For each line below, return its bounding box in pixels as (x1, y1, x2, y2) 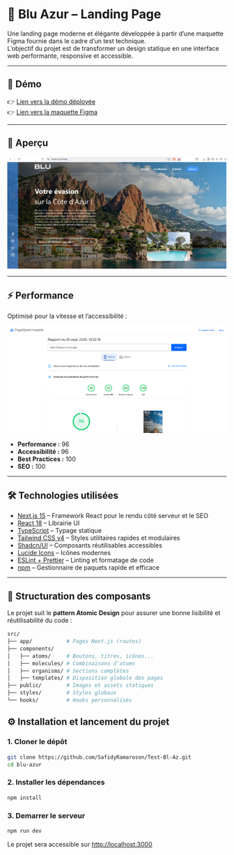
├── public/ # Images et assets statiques (7, 682, 155, 689)
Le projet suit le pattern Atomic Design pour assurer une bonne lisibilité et (7, 609, 221, 617)
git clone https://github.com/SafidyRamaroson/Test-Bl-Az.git (7, 753, 192, 761)
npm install (7, 794, 42, 801)
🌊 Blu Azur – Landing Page (7, 6, 162, 22)
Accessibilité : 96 (17, 447, 70, 455)
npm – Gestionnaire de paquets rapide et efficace (17, 563, 160, 572)
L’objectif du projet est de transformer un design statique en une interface (7, 44, 219, 52)
